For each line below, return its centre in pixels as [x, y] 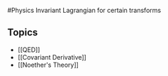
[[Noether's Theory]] [48, 65]
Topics [23, 32]
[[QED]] [29, 50]
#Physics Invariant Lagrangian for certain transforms [84, 10]
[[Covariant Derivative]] [52, 57]
